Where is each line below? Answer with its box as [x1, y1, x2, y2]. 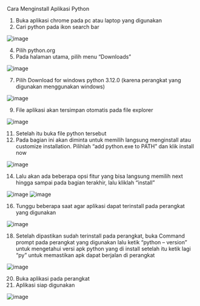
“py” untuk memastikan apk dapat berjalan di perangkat [15, 252, 155, 259]
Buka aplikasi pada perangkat [15, 275, 90, 282]
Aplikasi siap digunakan [15, 281, 75, 288]
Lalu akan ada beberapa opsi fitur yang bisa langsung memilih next [15, 172, 184, 180]
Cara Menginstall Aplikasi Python [7, 5, 90, 12]
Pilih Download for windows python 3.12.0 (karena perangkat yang [15, 77, 181, 83]
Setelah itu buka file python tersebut [15, 130, 107, 137]
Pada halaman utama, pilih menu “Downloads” [15, 53, 132, 60]
